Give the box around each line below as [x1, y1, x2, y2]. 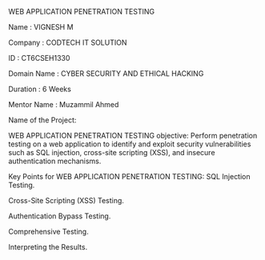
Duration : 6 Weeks [8, 84, 72, 94]
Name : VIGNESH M [8, 22, 74, 31]
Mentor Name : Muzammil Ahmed [8, 100, 119, 109]
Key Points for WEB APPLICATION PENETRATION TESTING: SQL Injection [8, 172, 251, 181]
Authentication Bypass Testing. [8, 211, 111, 221]
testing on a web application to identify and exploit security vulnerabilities [8, 139, 251, 149]
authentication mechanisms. [8, 156, 102, 166]
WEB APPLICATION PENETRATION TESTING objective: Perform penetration [8, 131, 258, 140]
